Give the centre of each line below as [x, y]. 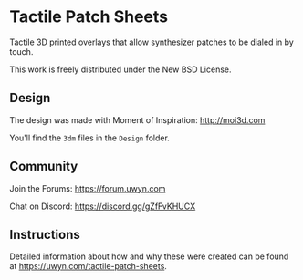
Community [44, 166]
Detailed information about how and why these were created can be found [149, 256]
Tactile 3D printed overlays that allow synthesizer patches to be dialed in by [151, 42]
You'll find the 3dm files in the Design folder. [90, 138]
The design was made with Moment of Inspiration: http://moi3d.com [137, 119]
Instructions [45, 234]
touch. [21, 51]
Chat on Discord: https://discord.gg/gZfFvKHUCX [103, 206]
